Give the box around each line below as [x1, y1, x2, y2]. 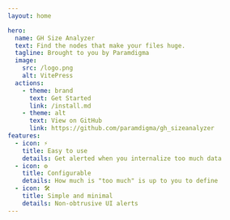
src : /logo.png [22, 64, 74, 73]
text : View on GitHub [28, 116, 103, 125]
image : [15, 57, 37, 65]
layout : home [7, 11, 52, 20]
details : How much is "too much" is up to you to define [22, 177, 219, 185]
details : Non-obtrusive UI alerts [22, 199, 138, 207]
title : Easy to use [22, 146, 88, 154]
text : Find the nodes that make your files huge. [15, 41, 185, 49]
